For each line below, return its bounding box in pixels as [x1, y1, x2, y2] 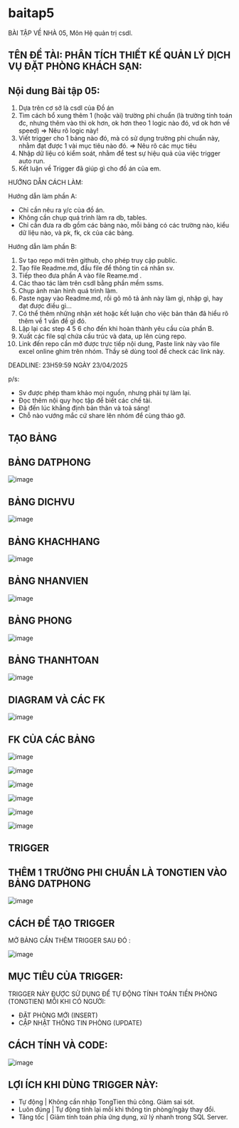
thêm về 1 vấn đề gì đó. [18, 317, 87, 325]
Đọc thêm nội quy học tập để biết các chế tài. [18, 396, 152, 405]
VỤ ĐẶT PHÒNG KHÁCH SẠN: [8, 61, 142, 73]
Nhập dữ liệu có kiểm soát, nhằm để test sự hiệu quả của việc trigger [18, 149, 221, 158]
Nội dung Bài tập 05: [8, 84, 100, 97]
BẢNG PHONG [8, 615, 73, 627]
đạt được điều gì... [18, 302, 72, 310]
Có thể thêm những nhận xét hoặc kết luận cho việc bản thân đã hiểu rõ [18, 309, 229, 318]
